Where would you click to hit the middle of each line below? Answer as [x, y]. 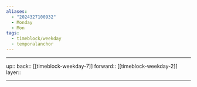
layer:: [14, 72]
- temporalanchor [33, 44]
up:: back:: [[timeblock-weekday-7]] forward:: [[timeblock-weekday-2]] [92, 66]
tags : [13, 33]
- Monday [22, 22]
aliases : [17, 11]
